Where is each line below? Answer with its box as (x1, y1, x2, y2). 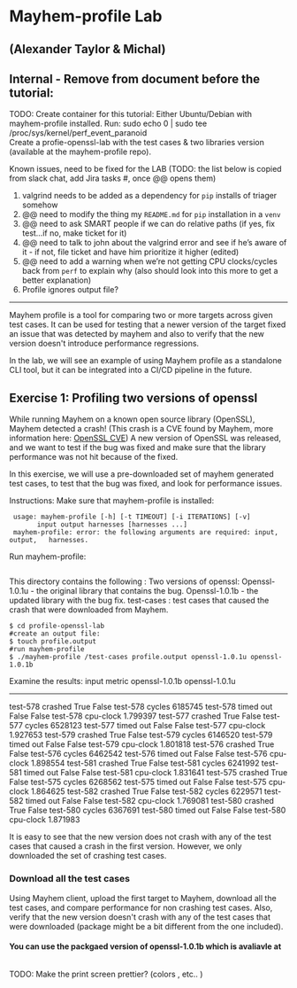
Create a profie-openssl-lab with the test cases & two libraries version (9, 137, 265, 148)
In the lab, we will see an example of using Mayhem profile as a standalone (9, 355, 283, 366)
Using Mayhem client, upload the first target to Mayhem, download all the (9, 892, 277, 903)
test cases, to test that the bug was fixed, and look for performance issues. (9, 478, 283, 489)
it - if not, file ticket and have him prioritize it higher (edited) (21, 246, 240, 258)
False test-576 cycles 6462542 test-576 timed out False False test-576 (9, 749, 268, 759)
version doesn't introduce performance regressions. (9, 338, 200, 349)
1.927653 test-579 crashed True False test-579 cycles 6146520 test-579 (9, 729, 273, 741)
